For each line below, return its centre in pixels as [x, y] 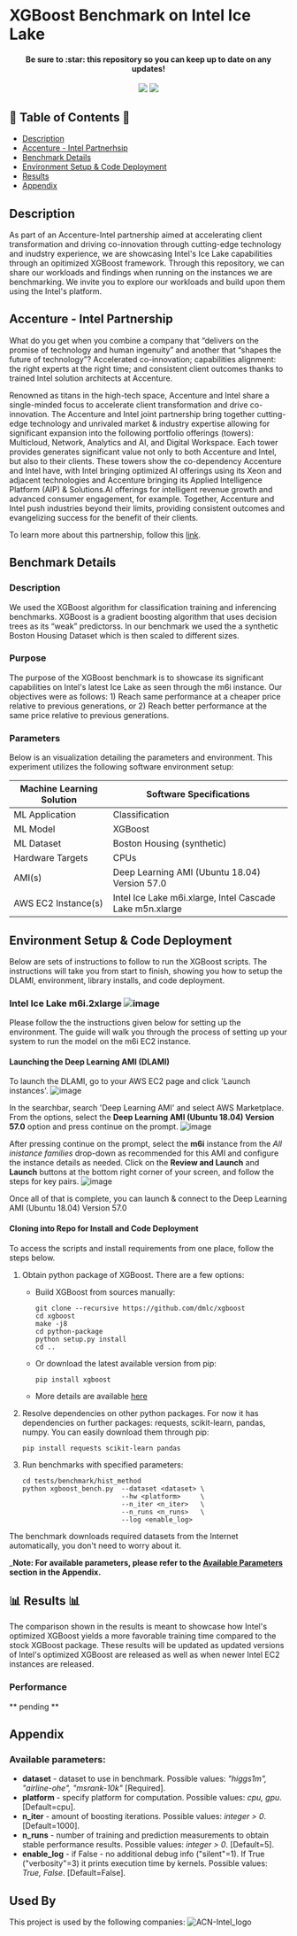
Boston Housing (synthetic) [170, 844]
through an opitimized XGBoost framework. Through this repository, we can [147, 263]
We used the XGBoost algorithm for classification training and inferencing [143, 607]
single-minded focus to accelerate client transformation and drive [129, 405]
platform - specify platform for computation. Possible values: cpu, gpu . [152, 1798]
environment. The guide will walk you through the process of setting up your [148, 1032]
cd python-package [69, 1331]
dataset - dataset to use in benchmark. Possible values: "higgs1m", [144, 1779]
